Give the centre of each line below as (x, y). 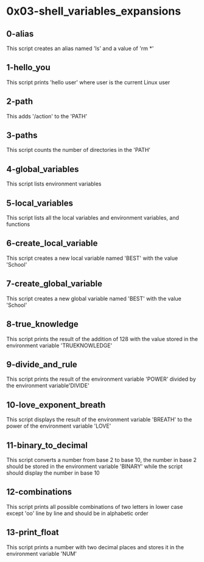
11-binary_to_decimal (47, 445)
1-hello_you (28, 67)
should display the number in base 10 (53, 473)
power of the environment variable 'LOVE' (59, 426)
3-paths (22, 135)
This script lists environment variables (54, 184)
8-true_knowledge (42, 324)
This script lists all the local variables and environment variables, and (93, 218)
